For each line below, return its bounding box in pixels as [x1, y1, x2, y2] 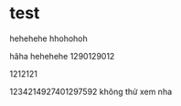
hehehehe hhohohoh [9, 33, 89, 44]
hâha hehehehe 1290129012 [9, 50, 115, 61]
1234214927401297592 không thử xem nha [9, 86, 173, 97]
